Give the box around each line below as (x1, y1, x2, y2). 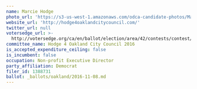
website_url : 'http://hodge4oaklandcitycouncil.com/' (6, 19, 141, 25)
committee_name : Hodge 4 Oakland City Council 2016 (6, 42, 135, 47)
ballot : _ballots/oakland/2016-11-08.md (6, 74, 107, 80)
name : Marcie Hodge (6, 8, 54, 15)
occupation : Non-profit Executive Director (6, 57, 114, 63)
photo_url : (6, 14, 33, 20)
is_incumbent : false (6, 52, 57, 58)
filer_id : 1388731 (6, 69, 51, 74)
